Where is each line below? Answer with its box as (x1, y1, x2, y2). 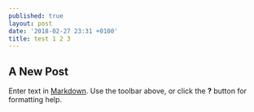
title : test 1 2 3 (8, 34, 71, 43)
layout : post (8, 19, 53, 28)
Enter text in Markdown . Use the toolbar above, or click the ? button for (8, 86, 247, 96)
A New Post (8, 64, 69, 78)
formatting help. (8, 95, 63, 105)
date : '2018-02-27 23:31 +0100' (8, 27, 118, 35)
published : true (8, 11, 63, 20)
